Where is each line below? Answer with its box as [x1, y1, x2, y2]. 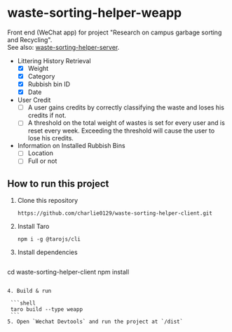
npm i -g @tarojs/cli [17, 236, 81, 243]
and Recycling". [7, 35, 53, 44]
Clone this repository [17, 197, 79, 205]
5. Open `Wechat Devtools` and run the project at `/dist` [7, 318, 184, 326]
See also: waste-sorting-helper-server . [7, 43, 120, 51]
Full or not [27, 157, 57, 166]
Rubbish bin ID [27, 80, 71, 88]
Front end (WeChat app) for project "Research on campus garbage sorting [7, 28, 222, 36]
